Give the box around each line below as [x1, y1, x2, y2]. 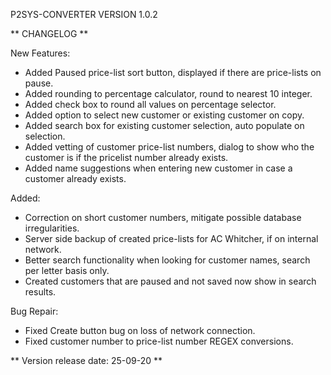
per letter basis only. [24, 265, 110, 276]
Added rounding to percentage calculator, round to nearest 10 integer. [24, 88, 313, 99]
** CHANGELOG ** [10, 28, 89, 39]
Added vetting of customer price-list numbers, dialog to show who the [24, 141, 315, 153]
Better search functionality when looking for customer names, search [24, 254, 311, 266]
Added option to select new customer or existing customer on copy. [24, 109, 305, 121]
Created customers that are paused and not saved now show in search [24, 275, 317, 287]
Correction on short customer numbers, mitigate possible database [24, 212, 302, 223]
